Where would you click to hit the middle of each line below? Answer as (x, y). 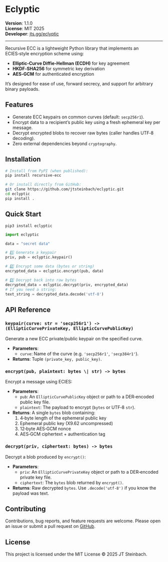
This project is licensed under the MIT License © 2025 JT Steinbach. (76, 554)
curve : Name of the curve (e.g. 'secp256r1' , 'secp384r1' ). (79, 354)
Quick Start (23, 214)
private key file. (36, 477)
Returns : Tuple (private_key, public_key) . (57, 359)
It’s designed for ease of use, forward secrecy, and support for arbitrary (79, 83)
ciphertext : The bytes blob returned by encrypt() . (72, 482)
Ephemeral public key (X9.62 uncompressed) (66, 424)
